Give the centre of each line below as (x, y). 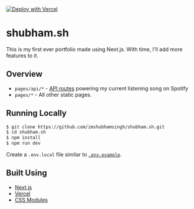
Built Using (27, 173)
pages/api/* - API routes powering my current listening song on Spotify (101, 88)
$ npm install (24, 138)
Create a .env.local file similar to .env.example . (64, 155)
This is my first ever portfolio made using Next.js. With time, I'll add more (94, 49)
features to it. (22, 55)
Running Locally (36, 113)
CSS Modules (31, 200)
